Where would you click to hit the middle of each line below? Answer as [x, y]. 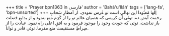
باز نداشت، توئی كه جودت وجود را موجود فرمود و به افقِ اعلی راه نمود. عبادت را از [83, 23]
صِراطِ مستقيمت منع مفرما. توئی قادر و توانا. [47, 28]
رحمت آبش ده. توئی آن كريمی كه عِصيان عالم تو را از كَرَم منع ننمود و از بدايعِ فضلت [84, 18]
